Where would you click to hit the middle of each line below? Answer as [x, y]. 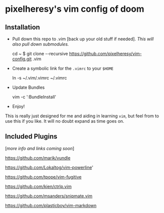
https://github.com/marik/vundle [38, 158]
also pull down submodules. [41, 44]
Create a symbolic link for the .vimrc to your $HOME [63, 68]
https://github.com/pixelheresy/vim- [105, 53]
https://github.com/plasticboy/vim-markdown [51, 205]
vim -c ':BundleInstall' [34, 97]
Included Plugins [31, 137]
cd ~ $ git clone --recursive [40, 53]
